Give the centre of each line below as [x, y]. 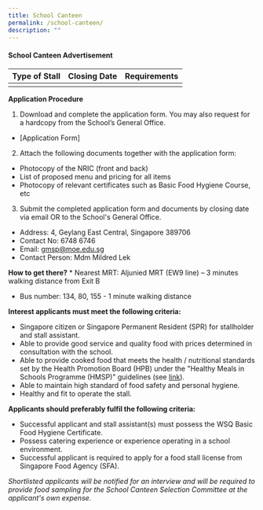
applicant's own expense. [50, 497]
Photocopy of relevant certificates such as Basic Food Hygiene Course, [135, 185]
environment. [41, 449]
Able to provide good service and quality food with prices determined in [136, 343]
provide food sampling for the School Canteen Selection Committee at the [128, 490]
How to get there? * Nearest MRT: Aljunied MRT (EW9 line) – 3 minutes [123, 272]
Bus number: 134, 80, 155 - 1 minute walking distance [106, 296]
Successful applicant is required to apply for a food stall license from [131, 457]
